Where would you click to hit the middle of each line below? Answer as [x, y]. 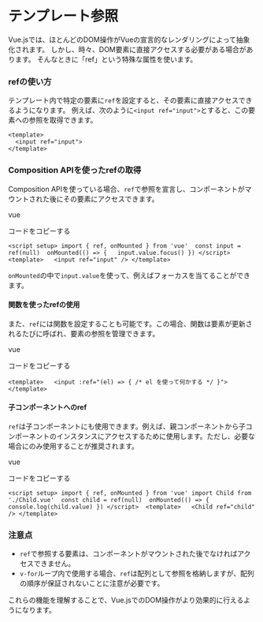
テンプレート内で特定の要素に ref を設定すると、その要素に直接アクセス [123, 100]
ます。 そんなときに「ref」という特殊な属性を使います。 [106, 59]
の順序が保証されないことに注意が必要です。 [92, 583]
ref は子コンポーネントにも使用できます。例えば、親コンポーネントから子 [127, 426]
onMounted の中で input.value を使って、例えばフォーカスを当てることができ [129, 275]
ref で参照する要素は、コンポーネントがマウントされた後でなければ [128, 554]
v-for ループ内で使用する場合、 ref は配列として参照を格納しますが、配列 [137, 574]
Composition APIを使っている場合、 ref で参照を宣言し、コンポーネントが [127, 189]
